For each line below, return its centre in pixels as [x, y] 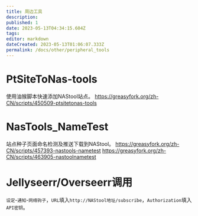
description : [22, 17]
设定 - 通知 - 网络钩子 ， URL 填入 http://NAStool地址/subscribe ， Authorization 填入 [99, 200]
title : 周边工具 [24, 12]
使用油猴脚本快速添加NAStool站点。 [50, 96]
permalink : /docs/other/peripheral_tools [58, 50]
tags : [13, 34]
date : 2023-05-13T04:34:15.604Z [46, 28]
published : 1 [22, 22]
